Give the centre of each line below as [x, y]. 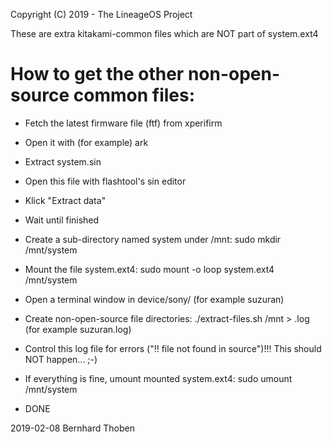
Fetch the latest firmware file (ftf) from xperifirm [123, 123]
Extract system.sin [63, 161]
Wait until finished [62, 220]
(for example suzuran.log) [78, 329]
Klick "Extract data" [65, 200]
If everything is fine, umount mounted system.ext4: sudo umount [158, 378]
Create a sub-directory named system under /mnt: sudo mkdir [153, 239]
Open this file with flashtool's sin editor [105, 181]
